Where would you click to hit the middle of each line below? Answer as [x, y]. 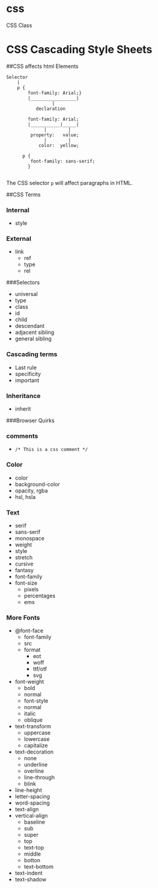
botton [32, 860]
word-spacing [32, 803]
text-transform [33, 726]
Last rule [26, 367]
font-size [26, 583]
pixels [31, 589]
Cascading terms [32, 354]
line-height [28, 790]
